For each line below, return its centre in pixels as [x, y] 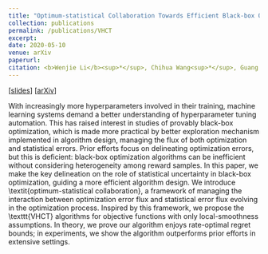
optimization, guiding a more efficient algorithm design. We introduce [122, 182]
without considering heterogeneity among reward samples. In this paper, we [134, 165]
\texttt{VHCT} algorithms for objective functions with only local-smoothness [134, 216]
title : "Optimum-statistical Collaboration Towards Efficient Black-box [132, 16]
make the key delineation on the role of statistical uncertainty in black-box [130, 173]
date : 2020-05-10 [37, 46]
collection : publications [51, 23]
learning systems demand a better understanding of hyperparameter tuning [132, 114]
